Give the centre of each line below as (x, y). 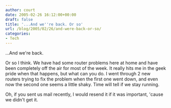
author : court (20, 10)
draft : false (19, 19)
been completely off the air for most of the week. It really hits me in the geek (86, 68)
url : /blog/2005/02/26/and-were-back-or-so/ (53, 29)
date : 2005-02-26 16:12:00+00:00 (41, 15)
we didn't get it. (22, 99)
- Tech (12, 39)
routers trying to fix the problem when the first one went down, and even (82, 79)
